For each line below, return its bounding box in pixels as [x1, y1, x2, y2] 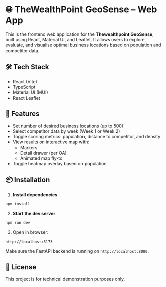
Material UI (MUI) [12, 89, 49, 95]
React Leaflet [12, 94, 40, 101]
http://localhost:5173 [5, 239, 53, 245]
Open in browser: [12, 229, 49, 235]
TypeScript [12, 84, 36, 90]
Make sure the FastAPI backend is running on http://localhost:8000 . [5, 248, 149, 254]
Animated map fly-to [20, 155, 63, 161]
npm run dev [5, 220, 30, 225]
